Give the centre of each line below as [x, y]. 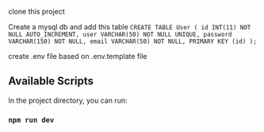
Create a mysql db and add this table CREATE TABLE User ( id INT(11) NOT [130, 27]
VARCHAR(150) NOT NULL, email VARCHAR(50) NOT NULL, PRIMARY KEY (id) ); [133, 41]
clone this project [36, 12]
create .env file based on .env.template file [78, 56]
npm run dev [31, 120]
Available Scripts [51, 82]
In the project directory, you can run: [68, 100]
